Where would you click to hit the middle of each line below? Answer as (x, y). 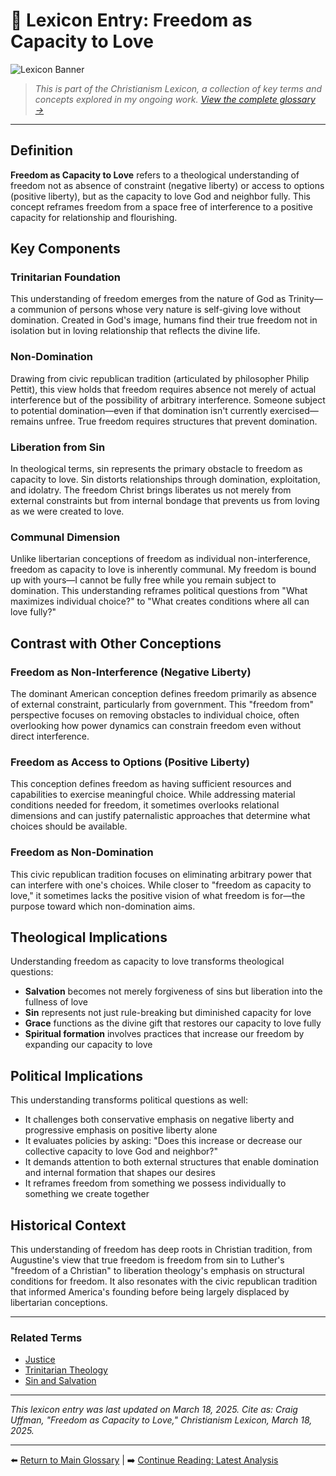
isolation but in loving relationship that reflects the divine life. (135, 331)
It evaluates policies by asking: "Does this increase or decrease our (163, 1141)
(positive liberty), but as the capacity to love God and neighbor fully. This (160, 196)
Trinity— (305, 299)
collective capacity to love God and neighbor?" (121, 1151)
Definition (41, 150)
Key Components (65, 249)
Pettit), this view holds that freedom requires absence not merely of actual (163, 389)
